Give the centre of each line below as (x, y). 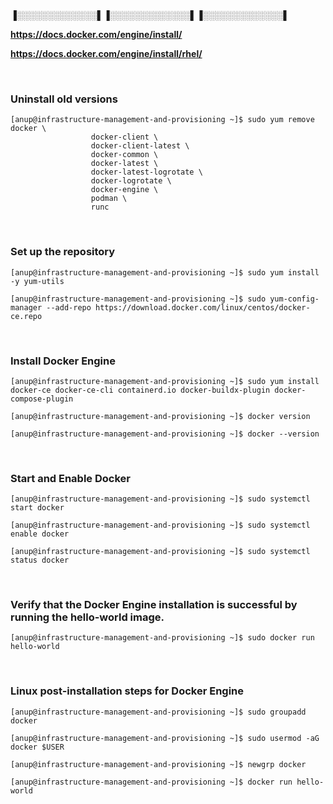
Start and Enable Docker (70, 478)
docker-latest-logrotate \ (146, 172)
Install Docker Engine (63, 361)
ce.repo (26, 316)
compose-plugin (42, 399)
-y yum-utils (37, 281)
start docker (37, 508)
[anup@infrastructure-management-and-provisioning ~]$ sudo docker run (162, 638)
